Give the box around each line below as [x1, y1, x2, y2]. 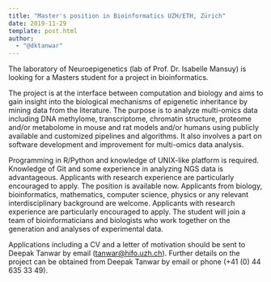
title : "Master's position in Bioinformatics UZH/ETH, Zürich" [8, 11, 227, 20]
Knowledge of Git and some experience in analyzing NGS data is [8, 164, 224, 174]
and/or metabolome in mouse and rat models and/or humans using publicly [8, 123, 259, 133]
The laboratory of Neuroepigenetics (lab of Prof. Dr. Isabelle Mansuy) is [8, 64, 247, 74]
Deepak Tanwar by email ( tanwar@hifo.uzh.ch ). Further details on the [8, 248, 240, 259]
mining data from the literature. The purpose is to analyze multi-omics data [8, 106, 258, 116]
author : [8, 34, 35, 43]
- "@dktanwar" [15, 42, 63, 50]
